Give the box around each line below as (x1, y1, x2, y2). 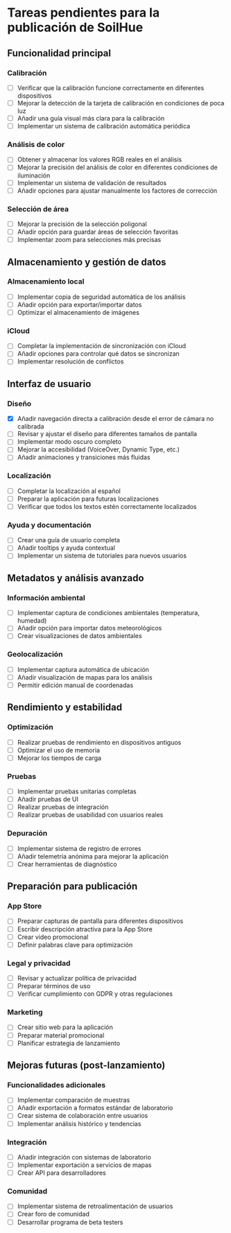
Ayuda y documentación (7, 520, 92, 530)
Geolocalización (7, 650, 63, 659)
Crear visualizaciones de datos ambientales (17, 632, 142, 640)
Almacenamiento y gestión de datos (7, 256, 166, 268)
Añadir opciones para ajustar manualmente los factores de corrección (17, 186, 217, 195)
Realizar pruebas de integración (17, 803, 109, 811)
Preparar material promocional (17, 1031, 105, 1040)
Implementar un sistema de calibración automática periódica (17, 122, 191, 130)
